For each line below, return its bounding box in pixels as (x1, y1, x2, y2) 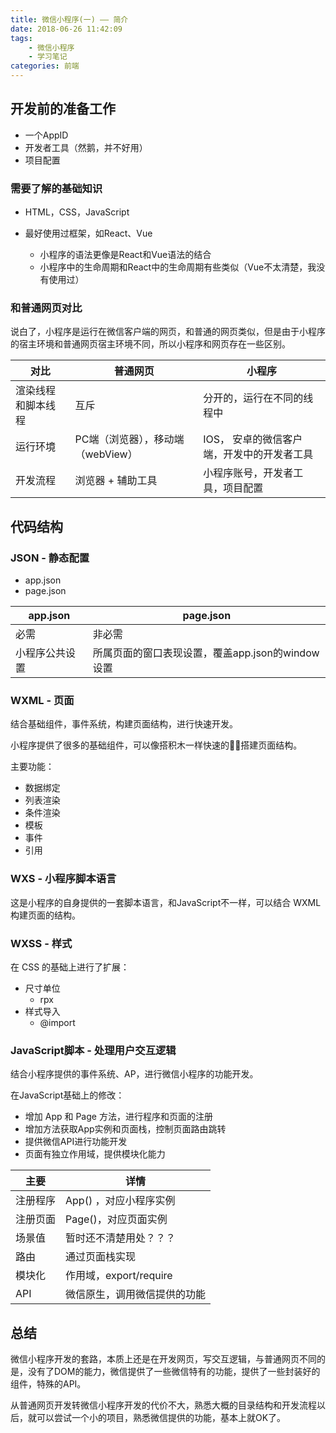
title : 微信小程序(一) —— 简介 (10, 14, 129, 25)
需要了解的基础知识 (10, 181, 103, 195)
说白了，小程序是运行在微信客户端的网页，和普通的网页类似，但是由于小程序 (10, 326, 326, 338)
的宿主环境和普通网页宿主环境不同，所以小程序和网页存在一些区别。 (10, 338, 291, 350)
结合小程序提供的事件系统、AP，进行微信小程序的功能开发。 (10, 1068, 259, 1080)
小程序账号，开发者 (203, 466, 294, 480)
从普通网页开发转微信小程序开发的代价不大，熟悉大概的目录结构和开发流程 (10, 1399, 317, 1411)
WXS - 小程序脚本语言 (10, 872, 117, 886)
